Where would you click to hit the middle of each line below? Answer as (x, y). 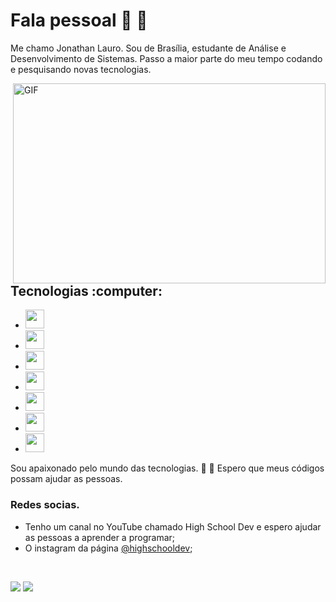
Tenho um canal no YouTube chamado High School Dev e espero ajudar (173, 526)
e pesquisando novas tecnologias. (81, 69)
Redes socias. (45, 505)
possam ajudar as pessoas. (66, 479)
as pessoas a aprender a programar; (100, 537)
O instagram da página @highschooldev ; (108, 548)
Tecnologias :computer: (86, 290)
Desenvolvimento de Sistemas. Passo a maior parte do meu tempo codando (166, 58)
